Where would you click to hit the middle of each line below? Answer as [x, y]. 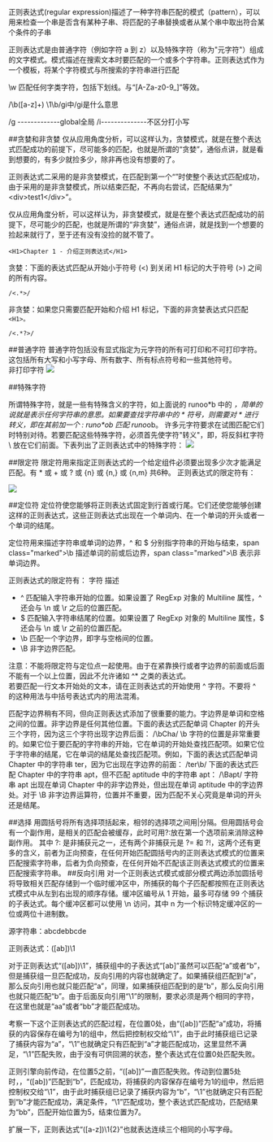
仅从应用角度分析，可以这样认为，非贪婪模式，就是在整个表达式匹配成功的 [133, 214]
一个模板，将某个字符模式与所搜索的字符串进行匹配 [94, 70]
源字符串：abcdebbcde [48, 931]
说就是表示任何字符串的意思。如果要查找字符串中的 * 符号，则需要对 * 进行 [133, 414]
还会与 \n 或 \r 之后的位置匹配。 [73, 608]
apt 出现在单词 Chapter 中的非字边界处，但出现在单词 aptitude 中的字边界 [141, 785]
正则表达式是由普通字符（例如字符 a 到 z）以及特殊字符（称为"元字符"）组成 [136, 50]
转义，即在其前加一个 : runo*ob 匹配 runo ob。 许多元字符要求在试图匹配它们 [136, 425]
